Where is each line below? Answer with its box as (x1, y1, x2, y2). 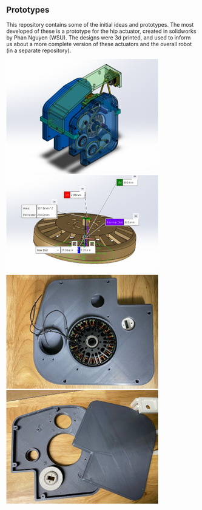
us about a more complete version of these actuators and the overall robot (6, 40, 192, 47)
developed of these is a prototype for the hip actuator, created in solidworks (6, 27, 197, 35)
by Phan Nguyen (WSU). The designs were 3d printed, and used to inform (6, 33, 191, 41)
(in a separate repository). (6, 47, 72, 54)
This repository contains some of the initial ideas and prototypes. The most (6, 21, 194, 28)
